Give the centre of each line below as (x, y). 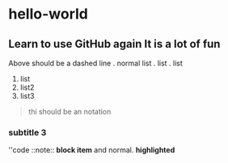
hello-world (49, 14)
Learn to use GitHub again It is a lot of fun (114, 44)
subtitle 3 (27, 132)
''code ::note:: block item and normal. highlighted (92, 150)
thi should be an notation (70, 111)
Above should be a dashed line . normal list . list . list (96, 63)
